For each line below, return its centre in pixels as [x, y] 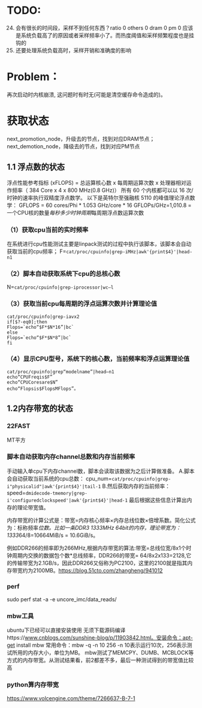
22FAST [19, 426]
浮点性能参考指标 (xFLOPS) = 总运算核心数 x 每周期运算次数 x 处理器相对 [97, 182]
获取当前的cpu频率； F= [37, 251]
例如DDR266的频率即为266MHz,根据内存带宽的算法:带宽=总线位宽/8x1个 [97, 548]
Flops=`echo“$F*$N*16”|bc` [40, 327]
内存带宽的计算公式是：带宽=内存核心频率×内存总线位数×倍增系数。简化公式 [101, 520]
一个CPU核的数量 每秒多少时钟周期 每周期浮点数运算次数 [76, 212]
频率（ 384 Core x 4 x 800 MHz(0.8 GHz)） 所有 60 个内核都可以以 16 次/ [102, 190]
